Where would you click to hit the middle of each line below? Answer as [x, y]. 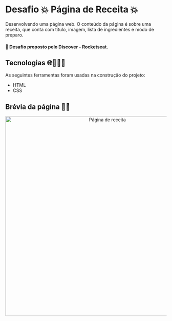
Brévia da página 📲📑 [38, 107]
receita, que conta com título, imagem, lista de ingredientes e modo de [80, 29]
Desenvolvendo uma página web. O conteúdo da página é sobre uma [78, 24]
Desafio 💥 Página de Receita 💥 [72, 10]
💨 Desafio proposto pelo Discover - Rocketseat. [57, 47]
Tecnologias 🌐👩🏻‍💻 [35, 63]
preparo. [14, 35]
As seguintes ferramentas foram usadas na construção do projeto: [75, 75]
